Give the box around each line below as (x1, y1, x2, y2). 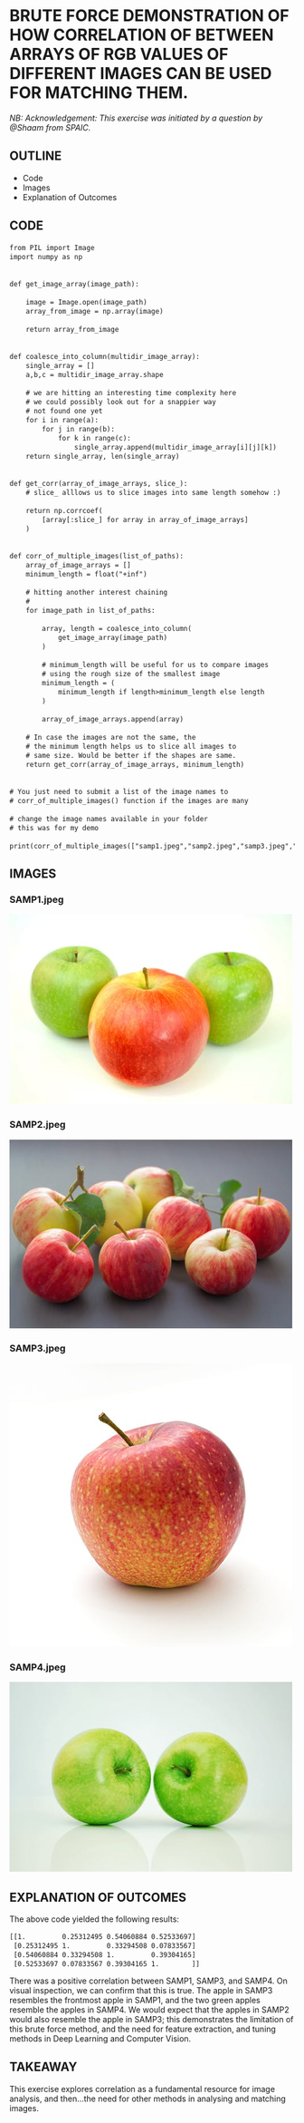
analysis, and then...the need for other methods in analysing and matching (9, 2093, 287, 2104)
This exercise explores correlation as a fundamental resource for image (9, 2083, 276, 2094)
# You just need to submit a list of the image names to (9, 787, 229, 796)
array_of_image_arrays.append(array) (42, 714, 184, 723)
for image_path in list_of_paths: (25, 606, 156, 615)
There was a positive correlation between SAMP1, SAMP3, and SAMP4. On (9, 1975, 288, 1986)
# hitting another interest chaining (25, 587, 168, 596)
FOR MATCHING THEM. (9, 82, 188, 103)
